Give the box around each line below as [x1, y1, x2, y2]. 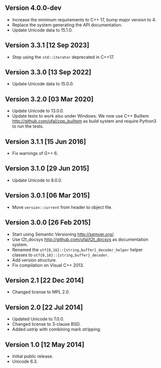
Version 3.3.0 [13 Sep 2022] [5, 68, 91, 77]
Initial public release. [12, 353, 53, 359]
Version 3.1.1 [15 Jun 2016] [5, 137, 86, 146]
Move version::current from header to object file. [12, 204, 113, 210]
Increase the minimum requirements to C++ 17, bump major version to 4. [12, 17, 157, 22]
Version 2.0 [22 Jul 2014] [5, 303, 83, 311]
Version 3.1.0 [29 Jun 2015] [5, 165, 90, 173]
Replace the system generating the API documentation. [12, 22, 123, 28]
